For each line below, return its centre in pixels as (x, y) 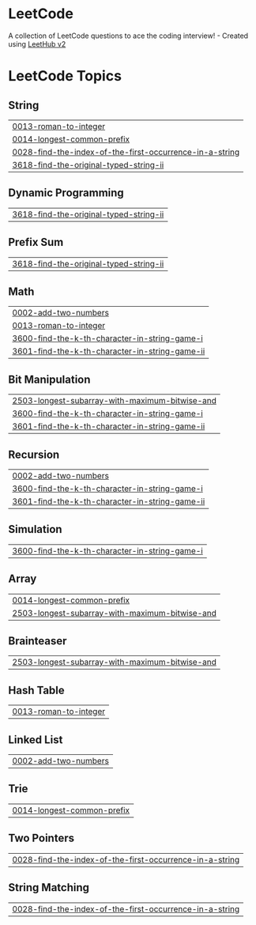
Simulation (35, 529)
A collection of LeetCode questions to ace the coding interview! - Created (128, 36)
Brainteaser (38, 641)
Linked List (36, 740)
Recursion (34, 454)
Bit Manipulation (49, 379)
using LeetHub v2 (37, 43)
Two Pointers (41, 838)
